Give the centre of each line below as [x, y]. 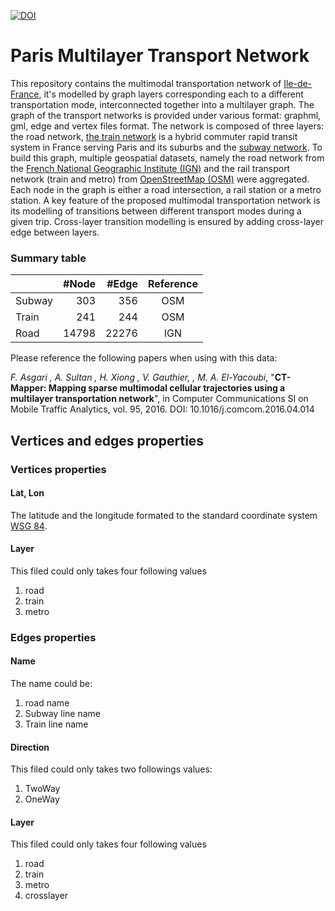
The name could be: [51, 684]
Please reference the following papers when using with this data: [144, 358]
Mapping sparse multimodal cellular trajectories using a [167, 388]
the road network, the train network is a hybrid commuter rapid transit [154, 136]
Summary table [48, 258]
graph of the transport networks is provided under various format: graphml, [166, 115]
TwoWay [42, 789]
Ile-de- [298, 83]
